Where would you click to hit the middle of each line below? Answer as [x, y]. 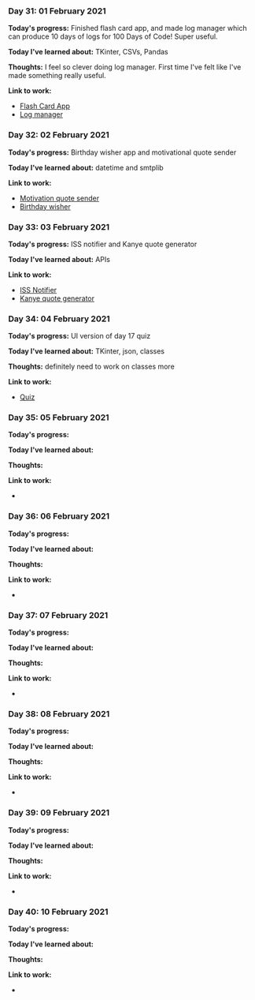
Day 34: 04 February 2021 [59, 319]
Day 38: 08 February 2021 [59, 714]
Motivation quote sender [59, 198]
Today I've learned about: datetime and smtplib [86, 167]
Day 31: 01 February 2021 [57, 11]
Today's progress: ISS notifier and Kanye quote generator [103, 244]
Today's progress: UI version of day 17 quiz [79, 336]
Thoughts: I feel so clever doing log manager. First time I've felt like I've [125, 67]
